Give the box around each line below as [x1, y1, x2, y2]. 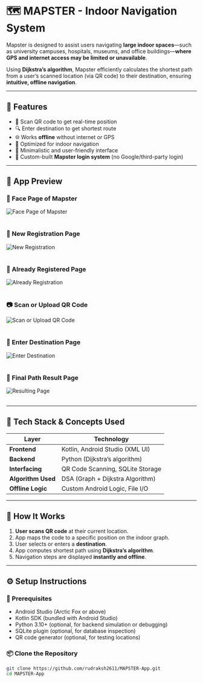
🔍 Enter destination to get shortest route [14, 125, 117, 132]
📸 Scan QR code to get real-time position [14, 118, 117, 125]
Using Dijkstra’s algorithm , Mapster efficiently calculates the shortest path [6, 65, 193, 73]
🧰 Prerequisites [6, 594, 53, 603]
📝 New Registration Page [6, 230, 80, 238]
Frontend [9, 445, 36, 453]
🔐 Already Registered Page [6, 265, 86, 273]
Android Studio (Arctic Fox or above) [14, 608, 106, 615]
